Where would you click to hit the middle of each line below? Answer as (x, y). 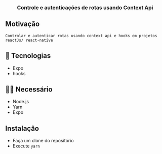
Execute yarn (26, 146)
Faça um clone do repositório (43, 141)
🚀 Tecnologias (28, 56)
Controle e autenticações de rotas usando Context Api (85, 8)
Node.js (21, 102)
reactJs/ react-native (29, 40)
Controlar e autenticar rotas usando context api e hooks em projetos (81, 36)
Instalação (22, 128)
